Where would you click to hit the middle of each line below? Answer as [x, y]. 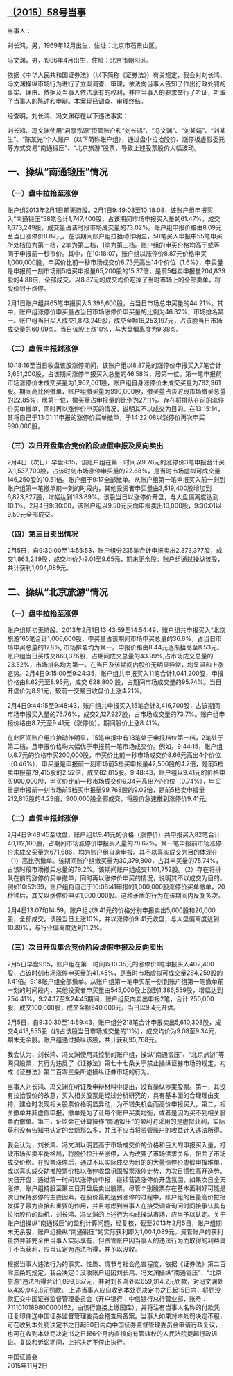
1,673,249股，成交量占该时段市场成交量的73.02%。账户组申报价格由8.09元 [114, 227]
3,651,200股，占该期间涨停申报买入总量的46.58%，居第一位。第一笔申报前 [114, 373]
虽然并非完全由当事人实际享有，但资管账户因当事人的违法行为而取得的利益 [113, 1240]
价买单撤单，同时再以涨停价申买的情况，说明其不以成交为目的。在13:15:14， [115, 408]
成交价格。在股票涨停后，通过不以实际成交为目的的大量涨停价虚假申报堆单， [116, 1162]
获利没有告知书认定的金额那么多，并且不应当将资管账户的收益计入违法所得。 [116, 1130]
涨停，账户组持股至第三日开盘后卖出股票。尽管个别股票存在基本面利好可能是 [116, 1188]
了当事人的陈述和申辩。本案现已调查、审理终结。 [77, 101]
